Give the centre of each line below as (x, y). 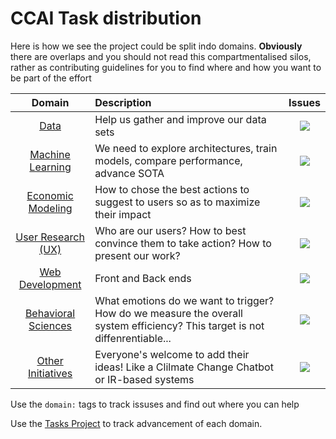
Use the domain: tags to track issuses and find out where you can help (155, 404)
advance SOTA (129, 173)
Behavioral (50, 313)
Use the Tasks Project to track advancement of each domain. (136, 423)
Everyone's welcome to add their (172, 354)
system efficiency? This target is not (179, 325)
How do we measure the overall (168, 313)
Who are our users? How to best (170, 230)
